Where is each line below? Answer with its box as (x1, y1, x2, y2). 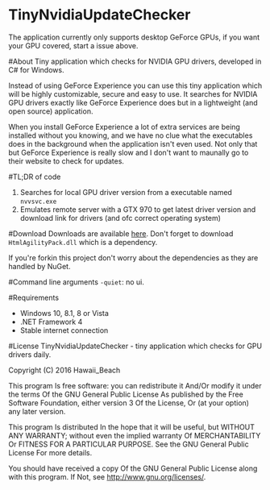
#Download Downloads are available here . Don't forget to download (8, 228, 234, 239)
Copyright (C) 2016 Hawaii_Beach (8, 365, 121, 375)
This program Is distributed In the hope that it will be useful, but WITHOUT (8, 421, 255, 432)
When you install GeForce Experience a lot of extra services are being (8, 122, 240, 131)
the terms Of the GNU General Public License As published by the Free (8, 389, 243, 399)
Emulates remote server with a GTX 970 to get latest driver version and (19, 204, 256, 214)
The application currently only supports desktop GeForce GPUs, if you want (8, 32, 260, 42)
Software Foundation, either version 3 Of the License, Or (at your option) (8, 397, 250, 408)
